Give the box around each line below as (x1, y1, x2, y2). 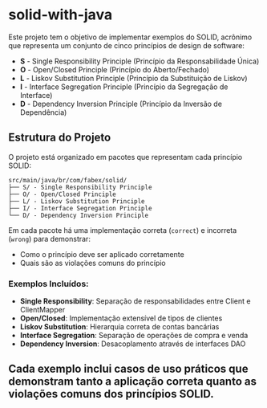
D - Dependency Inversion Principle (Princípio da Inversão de (19, 99, 223, 108)
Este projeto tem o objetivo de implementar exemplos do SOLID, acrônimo (8, 32, 253, 42)
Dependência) (19, 107, 67, 117)
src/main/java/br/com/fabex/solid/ (8, 176, 127, 184)
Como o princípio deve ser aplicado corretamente (19, 249, 184, 259)
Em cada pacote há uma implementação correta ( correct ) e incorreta (8, 225, 237, 235)
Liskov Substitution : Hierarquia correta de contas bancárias (19, 322, 220, 332)
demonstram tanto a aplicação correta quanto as (8, 375, 257, 389)
